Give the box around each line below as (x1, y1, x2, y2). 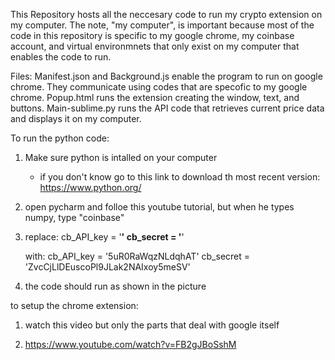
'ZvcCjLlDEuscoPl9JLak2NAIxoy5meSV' (24, 261, 191, 273)
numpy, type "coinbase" (24, 212, 125, 223)
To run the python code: (10, 132, 110, 144)
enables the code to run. (10, 51, 112, 63)
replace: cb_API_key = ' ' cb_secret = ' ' (24, 231, 185, 243)
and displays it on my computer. (10, 113, 142, 124)
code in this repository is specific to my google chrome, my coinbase (10, 30, 295, 41)
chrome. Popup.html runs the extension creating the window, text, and (10, 92, 300, 103)
